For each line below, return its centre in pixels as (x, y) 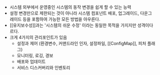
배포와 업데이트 (31, 61)
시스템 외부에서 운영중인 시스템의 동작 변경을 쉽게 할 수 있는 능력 (70, 7)
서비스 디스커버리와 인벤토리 (43, 67)
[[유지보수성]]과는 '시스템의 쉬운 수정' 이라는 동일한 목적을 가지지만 (73, 25)
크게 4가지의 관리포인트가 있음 (38, 37)
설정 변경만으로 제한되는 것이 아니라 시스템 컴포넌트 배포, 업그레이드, (74, 13)
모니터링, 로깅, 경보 (35, 55)
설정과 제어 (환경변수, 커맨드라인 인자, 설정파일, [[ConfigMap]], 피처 (81, 43)
